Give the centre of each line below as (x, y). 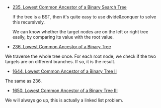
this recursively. (29, 22)
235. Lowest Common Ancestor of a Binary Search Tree (69, 7)
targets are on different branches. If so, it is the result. (60, 61)
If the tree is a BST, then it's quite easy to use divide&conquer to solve (84, 17)
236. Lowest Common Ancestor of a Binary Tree (62, 47)
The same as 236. (24, 81)
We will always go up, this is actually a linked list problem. (64, 100)
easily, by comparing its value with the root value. (63, 37)
